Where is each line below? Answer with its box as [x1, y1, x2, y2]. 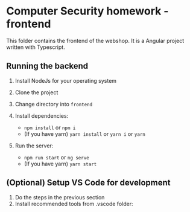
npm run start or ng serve [24, 153, 89, 161]
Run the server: [14, 142, 54, 149]
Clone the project [14, 89, 59, 96]
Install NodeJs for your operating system [14, 77, 116, 84]
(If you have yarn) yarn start [24, 160, 97, 167]
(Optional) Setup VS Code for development [6, 178, 171, 188]
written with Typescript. [6, 43, 65, 51]
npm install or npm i [24, 124, 76, 131]
